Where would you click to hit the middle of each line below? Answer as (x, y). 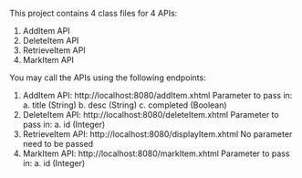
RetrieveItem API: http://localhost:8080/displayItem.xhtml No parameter (157, 134)
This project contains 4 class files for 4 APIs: (94, 13)
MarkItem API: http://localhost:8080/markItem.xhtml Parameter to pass (156, 153)
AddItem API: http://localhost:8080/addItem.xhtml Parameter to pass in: (157, 95)
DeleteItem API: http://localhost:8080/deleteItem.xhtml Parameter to (151, 115)
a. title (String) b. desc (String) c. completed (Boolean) (125, 105)
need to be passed (58, 144)
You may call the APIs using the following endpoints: (108, 78)
